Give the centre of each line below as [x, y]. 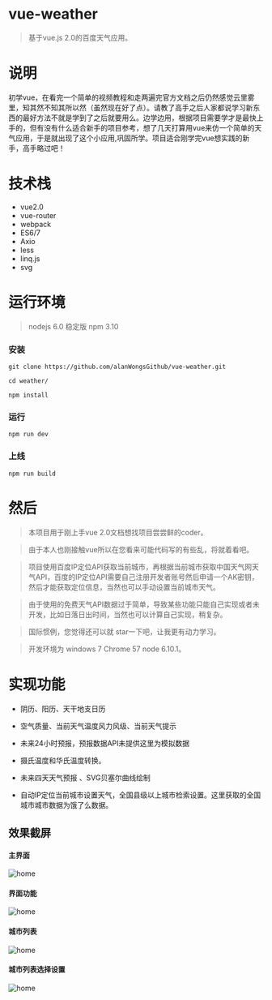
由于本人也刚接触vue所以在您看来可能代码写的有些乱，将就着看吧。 [141, 549]
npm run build [32, 474]
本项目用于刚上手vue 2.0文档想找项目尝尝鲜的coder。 [118, 532]
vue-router [38, 215]
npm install [28, 395]
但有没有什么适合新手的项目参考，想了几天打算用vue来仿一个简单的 [142, 127]
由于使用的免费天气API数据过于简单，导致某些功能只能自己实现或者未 [144, 604]
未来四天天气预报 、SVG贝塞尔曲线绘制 [85, 777]
